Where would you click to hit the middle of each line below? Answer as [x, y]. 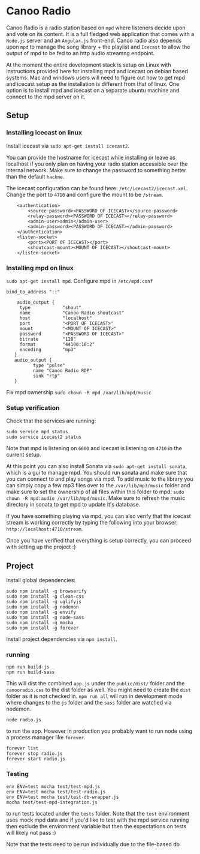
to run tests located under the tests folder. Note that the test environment [98, 813]
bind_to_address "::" [33, 292]
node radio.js [24, 720]
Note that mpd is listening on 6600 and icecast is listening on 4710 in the [94, 448]
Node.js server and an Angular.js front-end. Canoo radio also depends [94, 40]
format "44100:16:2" [57, 344]
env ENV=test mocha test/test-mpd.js [53, 786]
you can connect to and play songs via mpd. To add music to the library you [100, 479]
